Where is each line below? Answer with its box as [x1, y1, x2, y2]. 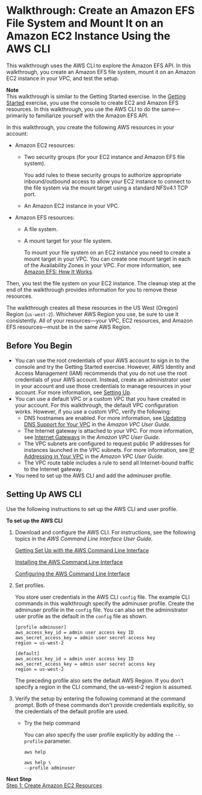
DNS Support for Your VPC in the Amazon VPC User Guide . [23, 421, 171, 428]
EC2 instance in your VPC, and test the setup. [6, 75, 120, 82]
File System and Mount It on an [6, 16, 164, 30]
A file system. [23, 225, 58, 232]
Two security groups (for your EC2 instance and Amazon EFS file [23, 153, 185, 160]
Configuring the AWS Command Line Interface [14, 570, 130, 577]
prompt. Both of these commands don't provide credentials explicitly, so [14, 701, 194, 708]
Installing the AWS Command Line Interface [14, 558, 123, 566]
